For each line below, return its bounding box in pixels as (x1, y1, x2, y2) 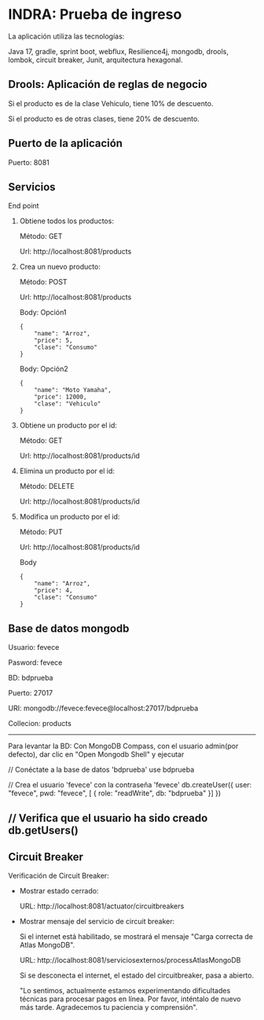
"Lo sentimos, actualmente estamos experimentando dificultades (19, 986, 231, 996)
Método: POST (19, 277, 68, 287)
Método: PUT (19, 527, 63, 537)
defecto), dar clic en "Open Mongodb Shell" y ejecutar (8, 750, 185, 759)
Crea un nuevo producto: (19, 262, 101, 272)
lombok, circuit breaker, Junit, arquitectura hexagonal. (8, 55, 183, 64)
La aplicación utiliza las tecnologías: (8, 31, 125, 41)
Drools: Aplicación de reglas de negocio (8, 78, 207, 91)
